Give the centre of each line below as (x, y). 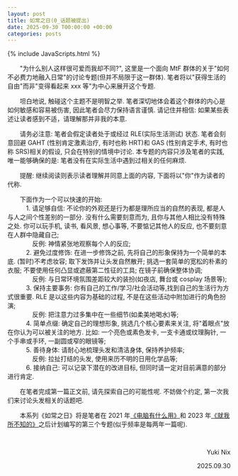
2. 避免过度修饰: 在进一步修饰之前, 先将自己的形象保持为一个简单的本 (126, 253)
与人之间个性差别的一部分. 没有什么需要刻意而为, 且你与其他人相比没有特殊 (116, 217)
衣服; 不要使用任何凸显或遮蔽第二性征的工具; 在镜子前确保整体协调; (105, 271)
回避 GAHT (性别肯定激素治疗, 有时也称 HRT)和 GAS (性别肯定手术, (110, 143)
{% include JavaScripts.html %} (54, 54)
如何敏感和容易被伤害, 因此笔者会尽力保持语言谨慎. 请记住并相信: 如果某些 (115, 110)
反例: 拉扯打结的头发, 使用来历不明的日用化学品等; (105, 359)
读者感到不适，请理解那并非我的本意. (73, 119)
